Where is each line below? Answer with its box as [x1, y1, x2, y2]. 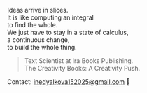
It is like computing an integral [7, 13, 94, 22]
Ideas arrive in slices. [7, 6, 69, 14]
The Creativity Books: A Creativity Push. [24, 64, 141, 72]
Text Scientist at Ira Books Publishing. [24, 57, 134, 65]
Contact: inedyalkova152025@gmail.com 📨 [7, 78, 131, 86]
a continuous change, [7, 36, 70, 44]
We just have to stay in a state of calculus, [7, 28, 129, 36]
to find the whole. [7, 21, 58, 29]
